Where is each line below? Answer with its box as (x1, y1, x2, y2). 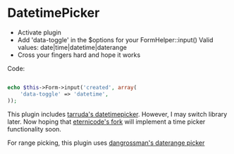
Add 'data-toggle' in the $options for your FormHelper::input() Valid (17, 35, 214, 44)
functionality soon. (7, 124, 62, 133)
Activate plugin (17, 28, 62, 37)
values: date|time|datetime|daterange (17, 43, 127, 51)
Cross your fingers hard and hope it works (17, 51, 141, 59)
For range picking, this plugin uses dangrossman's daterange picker (7, 139, 205, 147)
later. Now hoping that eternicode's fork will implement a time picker (7, 117, 206, 126)
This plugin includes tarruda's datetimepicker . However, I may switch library (7, 110, 228, 118)
